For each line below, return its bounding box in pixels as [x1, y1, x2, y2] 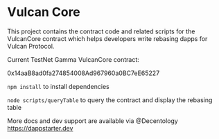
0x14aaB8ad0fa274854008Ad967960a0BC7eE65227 [7, 69, 160, 77]
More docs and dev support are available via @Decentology [7, 116, 178, 125]
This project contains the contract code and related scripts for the [7, 27, 195, 35]
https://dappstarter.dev [7, 124, 73, 132]
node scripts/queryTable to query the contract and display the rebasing [7, 95, 213, 104]
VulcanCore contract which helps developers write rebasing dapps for [7, 34, 208, 42]
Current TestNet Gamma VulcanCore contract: [7, 55, 140, 63]
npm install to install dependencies [7, 82, 109, 90]
